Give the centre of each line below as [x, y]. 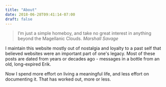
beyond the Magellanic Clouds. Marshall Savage [68, 38]
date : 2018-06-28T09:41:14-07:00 [40, 14]
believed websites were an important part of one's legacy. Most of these [80, 53]
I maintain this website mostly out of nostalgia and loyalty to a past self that [83, 48]
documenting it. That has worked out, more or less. [58, 79]
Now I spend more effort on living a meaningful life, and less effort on [77, 74]
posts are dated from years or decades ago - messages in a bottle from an [82, 59]
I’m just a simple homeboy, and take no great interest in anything [85, 33]
